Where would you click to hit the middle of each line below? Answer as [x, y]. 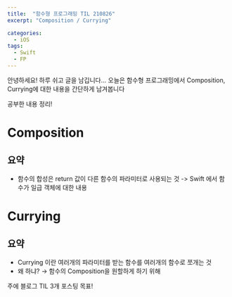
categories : [25, 33]
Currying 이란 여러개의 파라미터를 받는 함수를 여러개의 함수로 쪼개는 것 [115, 262]
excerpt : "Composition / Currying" [59, 20]
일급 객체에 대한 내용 [59, 187]
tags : [15, 46]
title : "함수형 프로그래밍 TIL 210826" [62, 14]
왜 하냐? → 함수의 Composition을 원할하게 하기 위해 [89, 271]
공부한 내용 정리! [30, 103]
